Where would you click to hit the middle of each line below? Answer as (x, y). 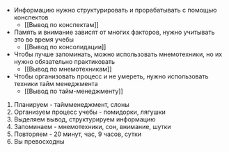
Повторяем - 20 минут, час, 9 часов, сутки (78, 134)
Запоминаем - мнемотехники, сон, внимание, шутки (93, 127)
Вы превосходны (39, 141)
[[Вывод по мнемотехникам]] (68, 69)
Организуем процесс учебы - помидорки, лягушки (89, 112)
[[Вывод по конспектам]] (61, 25)
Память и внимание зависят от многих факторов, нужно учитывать (114, 32)
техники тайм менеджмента (56, 84)
